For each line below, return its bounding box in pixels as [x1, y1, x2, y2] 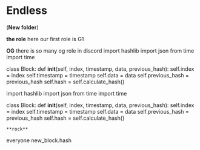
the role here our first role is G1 [6, 35, 84, 42]
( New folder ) [6, 24, 39, 31]
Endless [6, 4, 47, 18]
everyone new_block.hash [6, 137, 72, 144]
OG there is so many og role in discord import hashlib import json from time [6, 47, 195, 54]
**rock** [6, 126, 28, 132]
